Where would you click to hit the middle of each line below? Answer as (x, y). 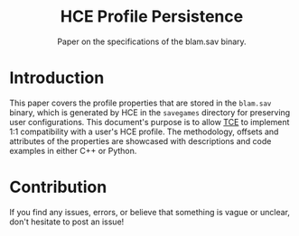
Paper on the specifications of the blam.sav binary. (152, 41)
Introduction (57, 78)
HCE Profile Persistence (152, 17)
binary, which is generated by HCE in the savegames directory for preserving (150, 112)
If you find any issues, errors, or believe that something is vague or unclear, (150, 212)
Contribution (58, 187)
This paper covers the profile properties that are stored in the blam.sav (140, 103)
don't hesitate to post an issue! (67, 222)
